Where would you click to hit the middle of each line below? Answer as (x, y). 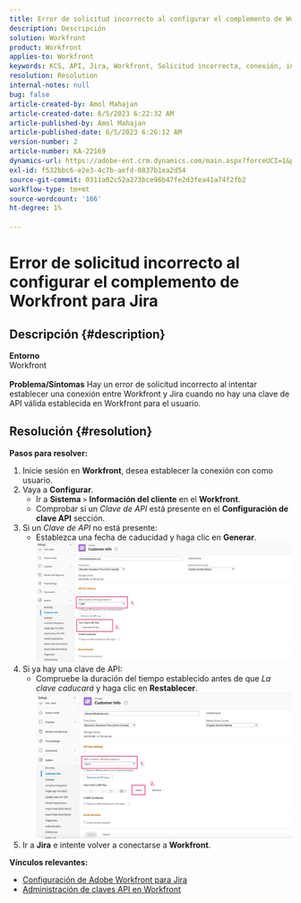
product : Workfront (46, 48)
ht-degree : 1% (36, 208)
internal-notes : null (50, 85)
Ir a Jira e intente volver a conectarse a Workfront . (116, 845)
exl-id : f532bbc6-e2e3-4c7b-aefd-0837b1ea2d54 (98, 170)
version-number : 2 (43, 142)
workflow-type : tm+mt (50, 189)
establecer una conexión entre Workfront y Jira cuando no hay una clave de (149, 394)
